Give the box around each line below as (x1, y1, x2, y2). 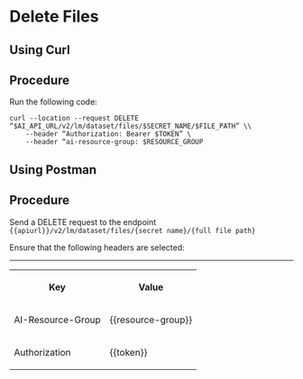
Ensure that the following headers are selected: (9, 241, 185, 253)
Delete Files (9, 6, 99, 27)
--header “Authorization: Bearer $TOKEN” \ (25, 130, 192, 139)
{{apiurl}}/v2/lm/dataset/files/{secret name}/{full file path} (9, 226, 256, 235)
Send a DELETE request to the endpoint (9, 216, 157, 227)
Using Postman (9, 162, 97, 177)
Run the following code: (9, 96, 97, 107)
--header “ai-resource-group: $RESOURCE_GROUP (25, 138, 204, 147)
